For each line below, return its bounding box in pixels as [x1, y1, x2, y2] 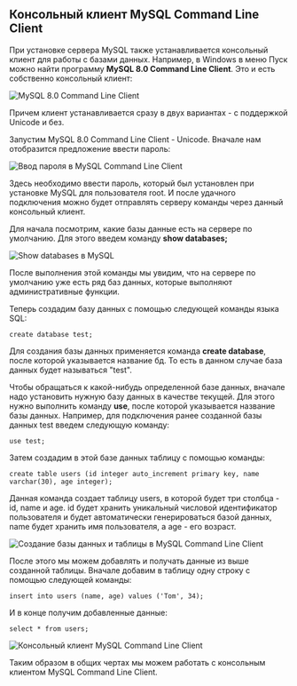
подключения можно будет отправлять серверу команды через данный [9, 196, 284, 207]
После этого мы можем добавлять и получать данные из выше [9, 555, 250, 566]
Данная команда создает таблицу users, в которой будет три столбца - [9, 492, 280, 503]
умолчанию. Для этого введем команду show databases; [9, 233, 228, 243]
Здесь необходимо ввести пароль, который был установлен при [9, 178, 254, 188]
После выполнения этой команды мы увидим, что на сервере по [9, 267, 256, 278]
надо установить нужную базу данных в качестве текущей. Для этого [9, 391, 275, 402]
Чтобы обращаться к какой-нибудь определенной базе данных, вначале [9, 381, 285, 392]
